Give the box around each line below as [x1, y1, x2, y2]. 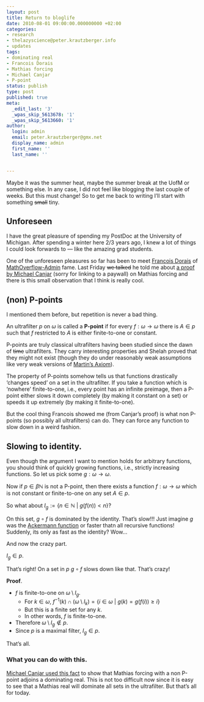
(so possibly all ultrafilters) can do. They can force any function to [23, 417, 189, 425]
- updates [6, 43, 32, 50]
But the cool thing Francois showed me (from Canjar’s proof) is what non [6, 410, 189, 418]
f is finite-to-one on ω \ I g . [15, 589, 81, 598]
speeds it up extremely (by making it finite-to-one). [6, 399, 135, 406]
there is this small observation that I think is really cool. [6, 277, 145, 284]
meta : [6, 100, 20, 106]
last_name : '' [12, 151, 48, 157]
